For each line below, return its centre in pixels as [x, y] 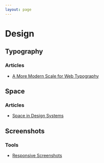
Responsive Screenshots [37, 155]
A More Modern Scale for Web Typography [55, 76]
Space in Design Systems [38, 116]
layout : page [18, 9]
